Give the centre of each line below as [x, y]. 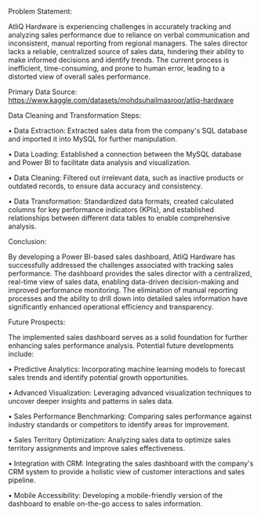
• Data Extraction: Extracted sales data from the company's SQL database [128, 130]
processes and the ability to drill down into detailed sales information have [128, 298]
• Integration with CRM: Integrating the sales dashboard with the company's [131, 463]
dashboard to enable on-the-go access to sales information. [105, 503]
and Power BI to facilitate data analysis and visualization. [100, 163]
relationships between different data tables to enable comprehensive [119, 218]
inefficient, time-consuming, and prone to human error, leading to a [117, 68]
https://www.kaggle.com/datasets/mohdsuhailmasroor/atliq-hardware [121, 100]
